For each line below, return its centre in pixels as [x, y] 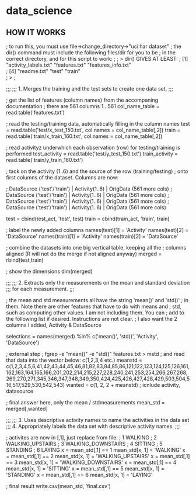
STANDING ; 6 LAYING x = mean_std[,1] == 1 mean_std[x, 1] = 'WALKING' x [96, 450]
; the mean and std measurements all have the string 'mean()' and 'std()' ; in [97, 300]
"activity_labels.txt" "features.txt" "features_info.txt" [69, 65]
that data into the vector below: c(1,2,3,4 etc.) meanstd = [74, 360]
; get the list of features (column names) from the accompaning [82, 100]
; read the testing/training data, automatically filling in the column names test [98, 124]
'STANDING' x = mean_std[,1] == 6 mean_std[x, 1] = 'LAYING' [79, 475]
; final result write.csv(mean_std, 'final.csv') [58, 486]
